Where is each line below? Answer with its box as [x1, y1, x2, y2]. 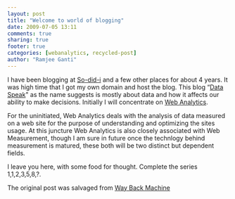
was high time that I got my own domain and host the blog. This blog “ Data [7, 82, 224, 91]
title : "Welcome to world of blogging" [7, 17, 125, 24]
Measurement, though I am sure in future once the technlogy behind [7, 134, 205, 142]
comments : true [7, 30, 52, 37]
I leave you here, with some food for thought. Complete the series [7, 162, 198, 171]
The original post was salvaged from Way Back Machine [7, 184, 170, 192]
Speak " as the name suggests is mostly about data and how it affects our [7, 90, 220, 98]
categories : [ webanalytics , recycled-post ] [7, 50, 137, 57]
